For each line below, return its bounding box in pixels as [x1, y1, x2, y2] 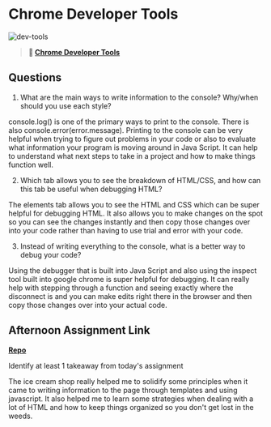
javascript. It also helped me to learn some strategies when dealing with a [8, 394, 254, 404]
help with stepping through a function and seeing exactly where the [8, 283, 234, 292]
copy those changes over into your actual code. [8, 300, 167, 310]
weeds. [8, 411, 33, 421]
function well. [8, 160, 54, 169]
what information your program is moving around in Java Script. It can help [8, 143, 258, 152]
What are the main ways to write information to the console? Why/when [19, 92, 259, 102]
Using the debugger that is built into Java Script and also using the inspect [8, 265, 257, 275]
